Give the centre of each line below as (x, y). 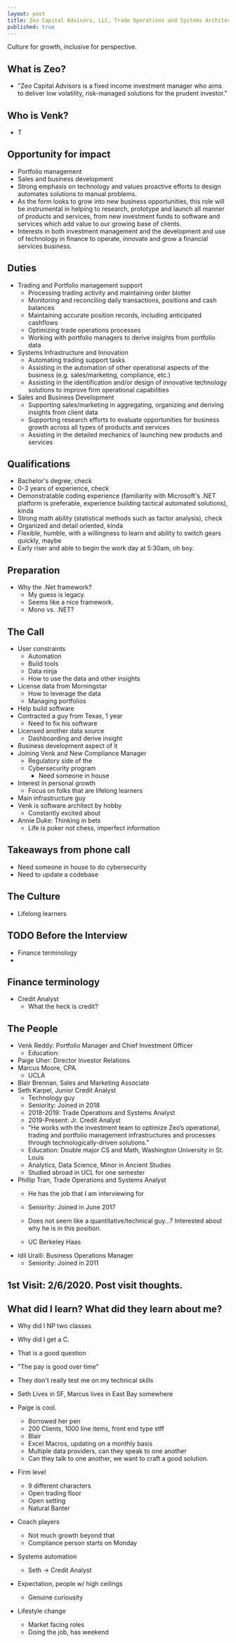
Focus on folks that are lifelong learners (85, 791)
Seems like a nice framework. (71, 603)
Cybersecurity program (62, 768)
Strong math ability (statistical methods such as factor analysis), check (120, 518)
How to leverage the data (65, 694)
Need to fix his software (63, 723)
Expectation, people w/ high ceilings (70, 1584)
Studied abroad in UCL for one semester (86, 1173)
